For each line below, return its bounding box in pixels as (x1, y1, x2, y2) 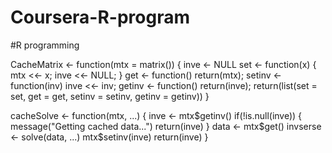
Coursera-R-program (10, 6, 190, 29)
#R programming (10, 39, 80, 51)
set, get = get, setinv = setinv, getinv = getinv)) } (10, 90, 210, 102)
